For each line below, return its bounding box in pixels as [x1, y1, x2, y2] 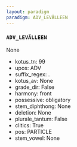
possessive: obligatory [14, 96, 70, 103]
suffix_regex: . [14, 70, 50, 78]
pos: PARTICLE [14, 128, 53, 135]
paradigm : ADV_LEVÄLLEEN [6, 14, 68, 20]
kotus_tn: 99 [14, 58, 46, 65]
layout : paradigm [6, 8, 50, 15]
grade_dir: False [14, 83, 55, 91]
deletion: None [14, 109, 52, 116]
